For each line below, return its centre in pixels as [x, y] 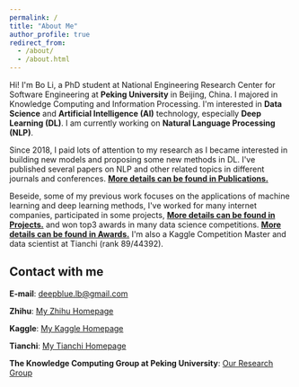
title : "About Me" [44, 26]
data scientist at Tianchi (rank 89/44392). [87, 244]
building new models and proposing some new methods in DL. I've [132, 159]
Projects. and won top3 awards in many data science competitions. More [145, 224]
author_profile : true [50, 34]
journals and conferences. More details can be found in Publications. [139, 179]
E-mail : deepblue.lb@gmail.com [69, 294]
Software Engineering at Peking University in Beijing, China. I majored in [144, 94]
